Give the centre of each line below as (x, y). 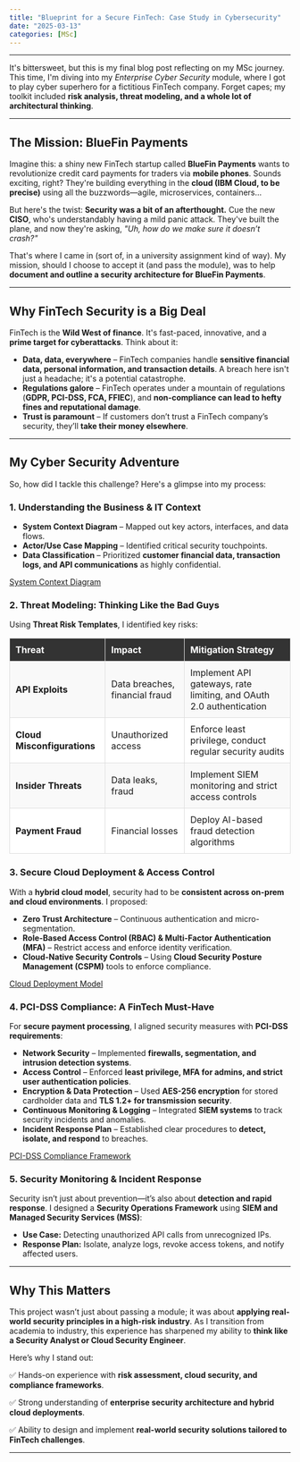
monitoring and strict (234, 786)
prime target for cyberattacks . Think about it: (94, 342)
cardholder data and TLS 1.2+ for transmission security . (127, 1100)
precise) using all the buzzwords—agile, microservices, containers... (136, 192)
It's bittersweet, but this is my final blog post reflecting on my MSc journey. (147, 68)
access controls (224, 797)
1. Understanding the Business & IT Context (105, 507)
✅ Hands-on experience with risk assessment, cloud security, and (133, 1375)
